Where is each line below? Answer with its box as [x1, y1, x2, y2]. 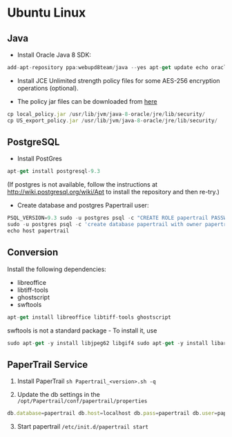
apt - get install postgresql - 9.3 [7, 168, 100, 175]
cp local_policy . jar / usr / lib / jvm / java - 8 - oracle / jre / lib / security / [7, 111, 206, 118]
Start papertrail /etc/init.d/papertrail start [17, 422, 148, 431]
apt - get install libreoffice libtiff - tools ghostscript [7, 313, 171, 321]
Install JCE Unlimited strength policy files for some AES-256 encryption [17, 76, 220, 84]
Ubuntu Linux [7, 5, 86, 21]
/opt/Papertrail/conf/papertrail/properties [17, 398, 148, 405]
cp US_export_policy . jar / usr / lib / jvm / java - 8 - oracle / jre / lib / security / [7, 117, 218, 124]
